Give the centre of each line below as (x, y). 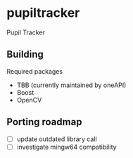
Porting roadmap (44, 122)
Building (25, 54)
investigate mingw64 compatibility (66, 147)
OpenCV (29, 100)
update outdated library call (57, 139)
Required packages (35, 71)
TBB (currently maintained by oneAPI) (71, 85)
